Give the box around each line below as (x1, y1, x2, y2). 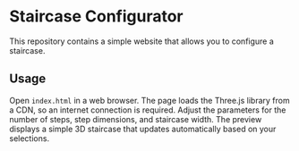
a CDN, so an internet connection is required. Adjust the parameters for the (9, 105, 286, 115)
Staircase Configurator (9, 6, 184, 27)
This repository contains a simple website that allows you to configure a (9, 36, 275, 46)
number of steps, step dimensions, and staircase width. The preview (9, 113, 262, 124)
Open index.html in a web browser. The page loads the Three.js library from (9, 95, 290, 105)
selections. (9, 132, 50, 144)
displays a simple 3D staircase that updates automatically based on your (9, 123, 277, 134)
